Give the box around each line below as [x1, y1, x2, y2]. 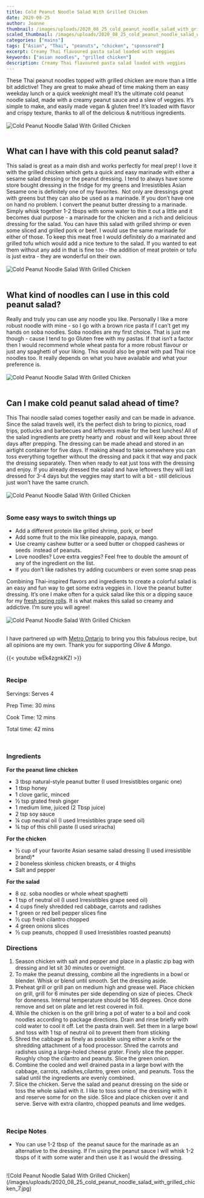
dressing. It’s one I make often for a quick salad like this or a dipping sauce [6, 591, 193, 598]
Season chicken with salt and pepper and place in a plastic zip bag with [15, 957, 194, 965]
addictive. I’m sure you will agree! [6, 604, 90, 611]
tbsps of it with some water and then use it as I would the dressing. [15, 1154, 183, 1161]
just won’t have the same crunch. [6, 479, 89, 486]
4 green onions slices [15, 922, 69, 929]
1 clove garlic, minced [15, 791, 70, 798]
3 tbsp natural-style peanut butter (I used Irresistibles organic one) [15, 778, 182, 785]
